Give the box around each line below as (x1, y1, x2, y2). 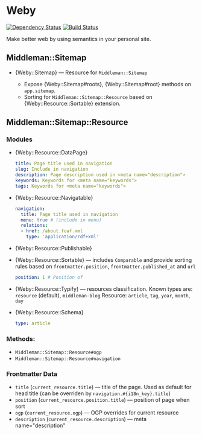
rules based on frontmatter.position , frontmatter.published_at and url (14, 263, 196, 270)
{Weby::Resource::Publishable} (14, 245, 92, 252)
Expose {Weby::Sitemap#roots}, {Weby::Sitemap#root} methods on (24, 80, 192, 87)
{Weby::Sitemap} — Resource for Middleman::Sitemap (14, 69, 148, 76)
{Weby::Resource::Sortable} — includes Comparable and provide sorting (14, 256, 192, 264)
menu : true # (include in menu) (21, 217, 102, 223)
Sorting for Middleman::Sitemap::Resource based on (24, 93, 153, 100)
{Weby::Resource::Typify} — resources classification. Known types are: (14, 285, 193, 293)
